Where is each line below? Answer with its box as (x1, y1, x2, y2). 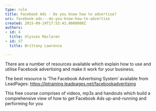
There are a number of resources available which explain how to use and (5, 61, 151, 67)
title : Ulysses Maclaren (9, 35, 60, 39)
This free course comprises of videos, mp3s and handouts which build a (5, 90, 151, 96)
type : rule (5, 7, 27, 12)
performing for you (5, 100, 43, 106)
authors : (5, 25, 23, 30)
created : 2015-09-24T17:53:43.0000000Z (5, 20, 86, 26)
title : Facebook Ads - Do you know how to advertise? (5, 12, 117, 17)
